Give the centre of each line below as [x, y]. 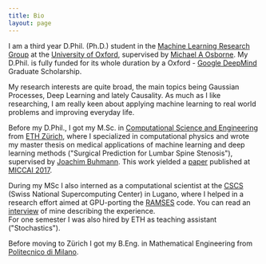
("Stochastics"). [34, 227]
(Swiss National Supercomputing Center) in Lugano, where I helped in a [126, 194]
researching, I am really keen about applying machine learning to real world [132, 104]
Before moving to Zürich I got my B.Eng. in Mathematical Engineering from [131, 243]
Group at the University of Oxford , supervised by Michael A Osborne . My [128, 54]
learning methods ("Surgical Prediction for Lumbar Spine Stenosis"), [121, 153]
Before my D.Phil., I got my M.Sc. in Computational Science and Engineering [133, 128]
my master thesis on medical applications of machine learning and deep [127, 144]
